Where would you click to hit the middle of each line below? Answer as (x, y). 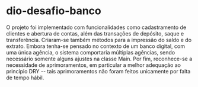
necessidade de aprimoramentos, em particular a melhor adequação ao (93, 65)
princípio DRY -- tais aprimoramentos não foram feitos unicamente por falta (98, 71)
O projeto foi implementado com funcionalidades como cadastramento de (96, 27)
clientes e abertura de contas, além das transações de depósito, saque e (95, 33)
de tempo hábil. (25, 78)
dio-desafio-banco (54, 11)
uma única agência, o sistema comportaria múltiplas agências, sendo (91, 52)
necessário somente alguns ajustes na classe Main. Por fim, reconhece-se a (99, 59)
